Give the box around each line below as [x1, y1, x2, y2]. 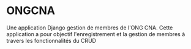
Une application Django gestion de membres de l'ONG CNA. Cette [6, 24, 173, 31]
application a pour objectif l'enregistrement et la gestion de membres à [6, 30, 185, 37]
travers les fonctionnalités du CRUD [6, 37, 97, 44]
